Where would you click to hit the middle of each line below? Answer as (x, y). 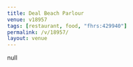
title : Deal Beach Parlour (46, 13)
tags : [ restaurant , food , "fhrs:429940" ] (67, 26)
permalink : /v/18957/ (38, 32)
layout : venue (27, 39)
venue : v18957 (27, 20)
